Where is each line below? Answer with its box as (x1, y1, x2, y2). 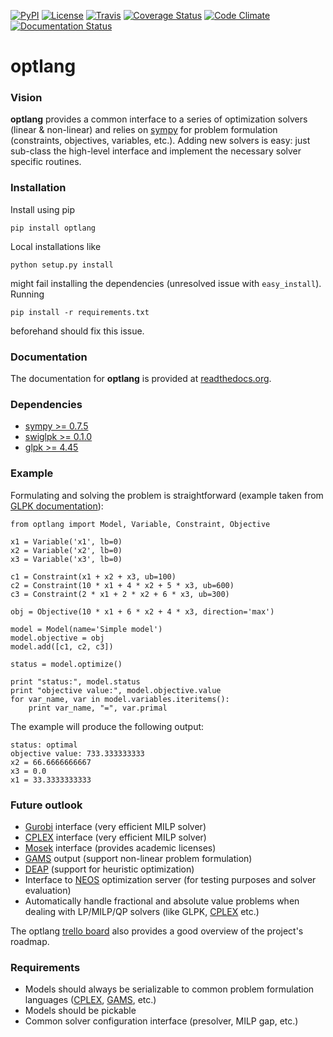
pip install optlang (10, 223, 97, 233)
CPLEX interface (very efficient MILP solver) (24, 831, 207, 843)
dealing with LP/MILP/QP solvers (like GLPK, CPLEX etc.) (24, 905, 260, 917)
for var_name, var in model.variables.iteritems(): (10, 694, 230, 704)
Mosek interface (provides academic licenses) (24, 841, 217, 854)
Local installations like (10, 240, 102, 252)
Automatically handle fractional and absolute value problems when (24, 895, 300, 907)
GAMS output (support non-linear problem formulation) (24, 852, 253, 864)
